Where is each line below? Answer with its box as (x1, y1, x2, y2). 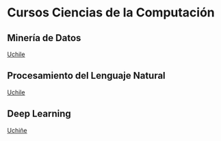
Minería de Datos (7, 32, 81, 44)
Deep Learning (7, 108, 71, 120)
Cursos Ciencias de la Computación (7, 5, 216, 21)
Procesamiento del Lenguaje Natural (7, 70, 166, 81)
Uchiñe (7, 126, 27, 134)
